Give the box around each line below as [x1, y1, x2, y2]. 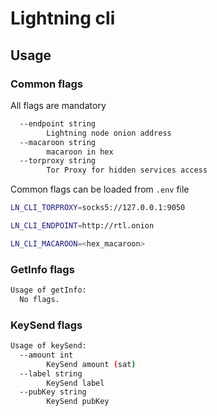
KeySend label [46, 378, 105, 388]
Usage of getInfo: [10, 285, 87, 296]
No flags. [19, 294, 60, 304]
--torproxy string [19, 156, 97, 166]
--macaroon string [19, 137, 97, 147]
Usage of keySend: [10, 341, 87, 351]
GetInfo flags [10, 262, 75, 276]
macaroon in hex [46, 147, 114, 157]
